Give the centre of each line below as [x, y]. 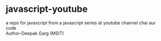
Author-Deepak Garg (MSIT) [35, 33]
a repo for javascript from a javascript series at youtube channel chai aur [81, 23]
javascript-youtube [47, 9]
